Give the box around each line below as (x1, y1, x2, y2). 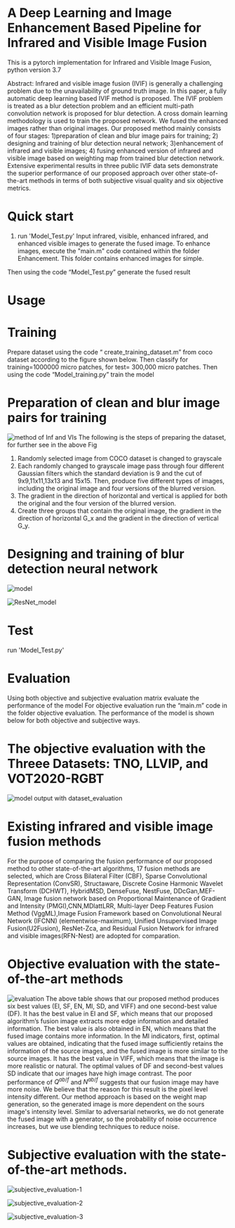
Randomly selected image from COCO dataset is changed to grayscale (17, 454, 222, 462)
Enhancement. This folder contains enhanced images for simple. (17, 254, 204, 262)
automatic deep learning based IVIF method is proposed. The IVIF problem (7, 94, 223, 103)
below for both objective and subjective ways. (7, 716, 140, 724)
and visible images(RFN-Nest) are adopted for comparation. (7, 931, 181, 940)
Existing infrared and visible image (7, 818, 214, 834)
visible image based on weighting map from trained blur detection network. (7, 153, 224, 162)
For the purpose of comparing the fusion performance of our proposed (7, 857, 213, 865)
